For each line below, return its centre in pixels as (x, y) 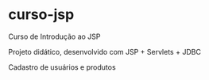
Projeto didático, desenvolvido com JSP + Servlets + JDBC (104, 51)
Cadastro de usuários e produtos (62, 67)
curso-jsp (41, 15)
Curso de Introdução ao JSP (54, 36)
